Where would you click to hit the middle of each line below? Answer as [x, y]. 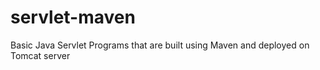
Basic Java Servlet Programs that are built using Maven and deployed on [160, 45]
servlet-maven [73, 17]
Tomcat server [40, 55]
